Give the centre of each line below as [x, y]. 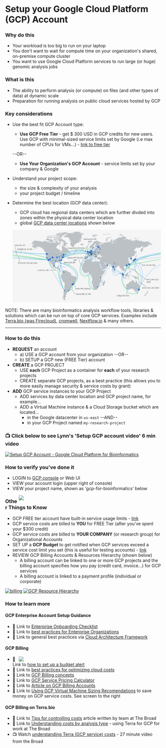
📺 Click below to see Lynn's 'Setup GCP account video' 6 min [80, 436]
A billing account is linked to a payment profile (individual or [81, 576]
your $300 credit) [30, 529]
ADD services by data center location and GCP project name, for [85, 396]
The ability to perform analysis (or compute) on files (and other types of [85, 90]
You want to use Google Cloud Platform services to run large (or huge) [84, 62]
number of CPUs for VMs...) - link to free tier [65, 145]
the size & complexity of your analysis [58, 188]
